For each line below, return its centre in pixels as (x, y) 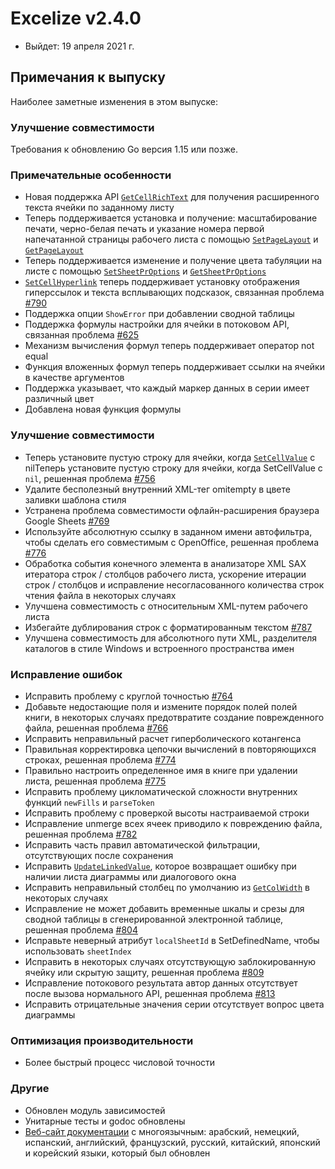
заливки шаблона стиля (75, 499)
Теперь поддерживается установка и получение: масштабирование (171, 218)
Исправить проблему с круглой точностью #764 (129, 696)
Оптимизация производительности (102, 1040)
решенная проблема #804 (81, 929)
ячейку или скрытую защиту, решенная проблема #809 (144, 972)
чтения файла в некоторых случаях (100, 595)
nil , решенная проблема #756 (90, 478)
